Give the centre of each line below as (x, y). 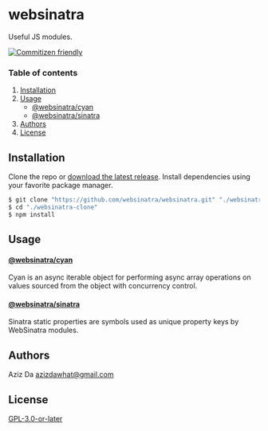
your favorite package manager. (61, 186)
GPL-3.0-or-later (35, 419)
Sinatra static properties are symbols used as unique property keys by (124, 322)
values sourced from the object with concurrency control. (103, 286)
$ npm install (32, 214)
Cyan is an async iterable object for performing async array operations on (130, 277)
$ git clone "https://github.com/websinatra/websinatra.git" (112, 200)
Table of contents (43, 72)
